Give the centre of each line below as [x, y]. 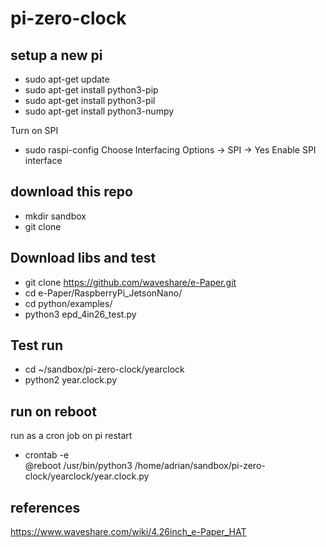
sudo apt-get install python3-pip [91, 90]
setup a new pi [56, 55]
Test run [37, 345]
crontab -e [47, 455]
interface [43, 160]
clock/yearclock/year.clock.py [87, 476]
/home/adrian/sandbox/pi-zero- [200, 466]
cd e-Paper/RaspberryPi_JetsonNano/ [103, 293]
